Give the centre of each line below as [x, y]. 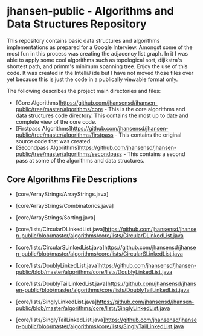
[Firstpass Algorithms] [43, 128]
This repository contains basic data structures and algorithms [83, 40]
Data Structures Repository [77, 24]
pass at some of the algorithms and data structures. [80, 160]
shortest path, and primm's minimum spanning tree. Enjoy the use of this [97, 66]
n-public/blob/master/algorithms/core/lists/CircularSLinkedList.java [99, 254]
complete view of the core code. [56, 121]
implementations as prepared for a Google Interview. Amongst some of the [100, 47]
